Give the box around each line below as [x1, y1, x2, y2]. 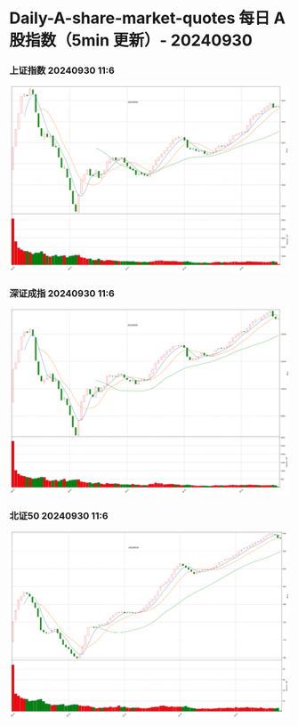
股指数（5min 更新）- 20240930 [9, 30, 254, 51]
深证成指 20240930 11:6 [9, 287, 116, 300]
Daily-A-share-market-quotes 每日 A [9, 8, 286, 28]
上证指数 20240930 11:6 [9, 64, 116, 77]
